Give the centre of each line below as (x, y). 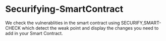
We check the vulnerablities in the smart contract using (63, 23)
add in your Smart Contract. (34, 33)
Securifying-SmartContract (64, 9)
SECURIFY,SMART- (141, 23)
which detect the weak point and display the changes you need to (90, 28)
